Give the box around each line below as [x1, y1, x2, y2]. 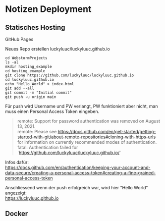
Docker [5, 210, 28, 218]
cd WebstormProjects [5, 55, 48, 60]
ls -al [5, 60, 19, 65]
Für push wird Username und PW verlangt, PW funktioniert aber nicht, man [5, 103, 158, 109]
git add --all [5, 86, 35, 91]
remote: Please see [17, 129, 57, 134]
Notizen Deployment [5, 3, 92, 15]
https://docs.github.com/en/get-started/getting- [57, 129, 156, 134]
